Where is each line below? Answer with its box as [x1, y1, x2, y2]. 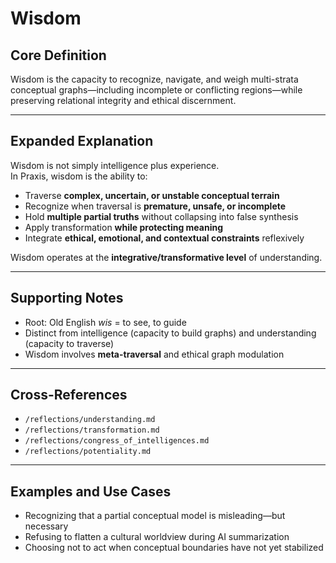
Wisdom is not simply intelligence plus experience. [10, 159, 220, 171]
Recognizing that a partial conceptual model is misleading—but [24, 510, 286, 522]
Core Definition [10, 47, 107, 64]
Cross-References [10, 387, 128, 404]
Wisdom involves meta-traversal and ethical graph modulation [24, 348, 285, 360]
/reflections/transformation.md [24, 425, 160, 436]
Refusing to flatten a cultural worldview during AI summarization [24, 531, 290, 543]
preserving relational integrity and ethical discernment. [10, 95, 237, 106]
